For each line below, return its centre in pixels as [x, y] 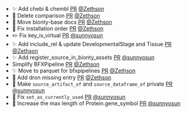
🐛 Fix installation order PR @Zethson [58, 29]
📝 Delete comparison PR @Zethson [56, 15]
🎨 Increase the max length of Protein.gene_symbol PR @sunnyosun [96, 103]
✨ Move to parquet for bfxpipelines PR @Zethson [73, 70]
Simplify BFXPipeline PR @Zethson [56, 64]
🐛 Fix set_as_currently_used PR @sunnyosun [69, 97]
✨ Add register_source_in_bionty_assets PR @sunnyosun [83, 57]
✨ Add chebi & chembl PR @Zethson [58, 9]
